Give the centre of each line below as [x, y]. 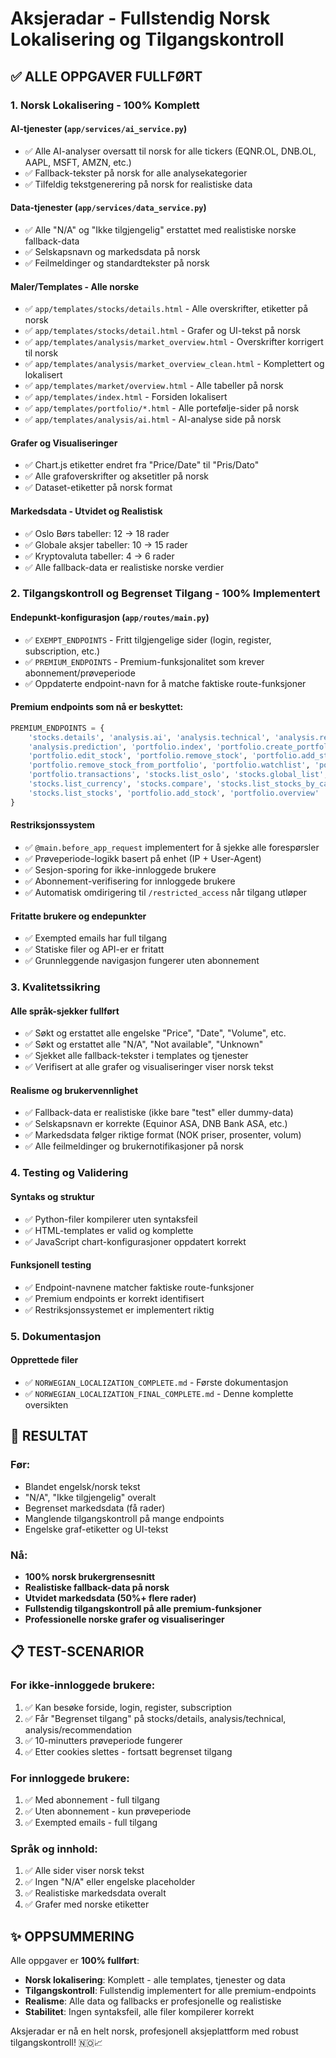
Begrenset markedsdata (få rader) [95, 1508]
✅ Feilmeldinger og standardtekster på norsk [117, 263]
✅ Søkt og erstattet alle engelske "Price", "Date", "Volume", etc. [155, 1033]
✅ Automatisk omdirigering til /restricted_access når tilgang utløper [165, 892]
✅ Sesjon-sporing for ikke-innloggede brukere [120, 869]
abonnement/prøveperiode [80, 673]
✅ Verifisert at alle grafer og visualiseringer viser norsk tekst [149, 1067]
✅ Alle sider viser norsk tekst [84, 1871]
